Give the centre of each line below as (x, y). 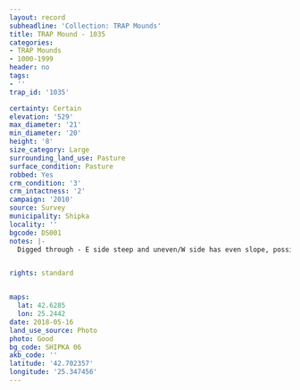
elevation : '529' (42, 117)
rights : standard (42, 273)
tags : (19, 76)
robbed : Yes (31, 175)
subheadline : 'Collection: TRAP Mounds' (86, 26)
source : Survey (37, 208)
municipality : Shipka (50, 216)
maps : (19, 297)
